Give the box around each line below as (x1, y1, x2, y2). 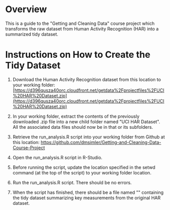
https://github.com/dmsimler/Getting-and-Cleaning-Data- (40, 139, 161, 145)
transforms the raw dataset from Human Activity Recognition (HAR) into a (5, 25, 159, 31)
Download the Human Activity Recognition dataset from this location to (12, 76, 161, 82)
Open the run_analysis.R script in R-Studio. (12, 154, 103, 160)
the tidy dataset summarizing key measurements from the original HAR (12, 194, 161, 201)
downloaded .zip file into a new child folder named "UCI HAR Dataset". (12, 118, 160, 125)
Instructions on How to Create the (5, 49, 151, 60)
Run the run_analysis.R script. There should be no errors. (12, 179, 132, 186)
